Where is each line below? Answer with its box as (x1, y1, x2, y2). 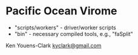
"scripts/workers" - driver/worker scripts (14, 24, 116, 31)
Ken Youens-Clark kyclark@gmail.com (5, 42, 102, 49)
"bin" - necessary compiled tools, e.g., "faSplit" (14, 30, 134, 37)
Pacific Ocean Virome (5, 4, 117, 18)
